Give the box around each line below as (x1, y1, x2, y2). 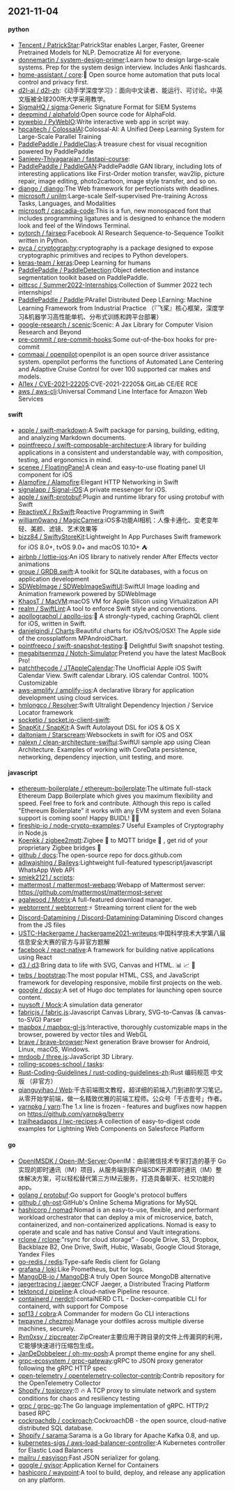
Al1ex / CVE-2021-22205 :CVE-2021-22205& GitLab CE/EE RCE (17, 380, 198, 388)
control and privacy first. (17, 77, 89, 86)
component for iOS (17, 470, 73, 479)
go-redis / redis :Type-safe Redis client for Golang (17, 1258, 161, 1266)
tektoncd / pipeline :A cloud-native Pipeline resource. (17, 1287, 169, 1296)
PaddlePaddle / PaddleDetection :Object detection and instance (17, 265, 199, 274)
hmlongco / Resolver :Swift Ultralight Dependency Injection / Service (17, 701, 214, 709)
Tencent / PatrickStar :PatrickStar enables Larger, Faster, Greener (17, 40, 205, 49)
